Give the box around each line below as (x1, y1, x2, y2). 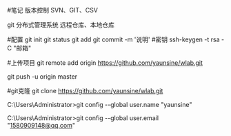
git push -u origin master (7, 72, 78, 81)
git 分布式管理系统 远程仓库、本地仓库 (7, 21, 115, 29)
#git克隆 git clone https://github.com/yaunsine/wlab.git (7, 87, 163, 95)
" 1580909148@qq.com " (7, 122, 76, 129)
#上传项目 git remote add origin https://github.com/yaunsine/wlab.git (7, 59, 203, 67)
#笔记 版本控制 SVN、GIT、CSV (7, 6, 99, 14)
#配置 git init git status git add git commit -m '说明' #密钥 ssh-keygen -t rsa (7, 35, 220, 43)
